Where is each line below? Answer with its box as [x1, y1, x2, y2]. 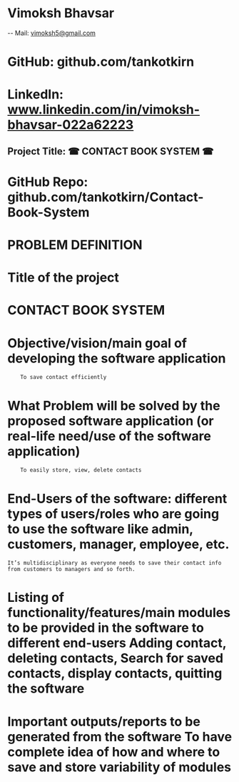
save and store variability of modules [7, 759, 232, 775]
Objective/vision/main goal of [7, 335, 188, 351]
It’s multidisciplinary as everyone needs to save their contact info [7, 560, 222, 567]
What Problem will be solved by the [7, 397, 220, 414]
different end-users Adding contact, [7, 635, 227, 651]
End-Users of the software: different [7, 490, 228, 507]
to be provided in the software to [7, 620, 205, 636]
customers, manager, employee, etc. [7, 536, 230, 552]
